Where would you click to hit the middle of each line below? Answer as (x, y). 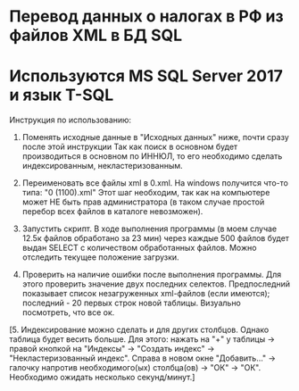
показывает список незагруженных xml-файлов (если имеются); (146, 294)
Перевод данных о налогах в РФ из (146, 17)
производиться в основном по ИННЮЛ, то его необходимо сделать (152, 156)
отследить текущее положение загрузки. (101, 257)
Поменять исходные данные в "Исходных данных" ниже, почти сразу (155, 137)
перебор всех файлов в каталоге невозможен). (112, 212)
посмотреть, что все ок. (68, 312)
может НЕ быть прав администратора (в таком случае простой (143, 202)
